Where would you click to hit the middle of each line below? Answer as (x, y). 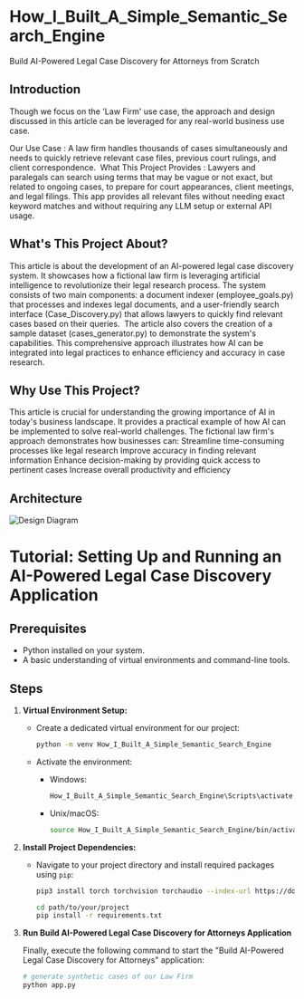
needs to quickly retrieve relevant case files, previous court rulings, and (143, 158)
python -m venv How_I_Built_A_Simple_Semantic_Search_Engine (153, 744)
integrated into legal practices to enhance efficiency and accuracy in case (147, 352)
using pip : (55, 874)
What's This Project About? (89, 244)
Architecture (46, 499)
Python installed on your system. (83, 650)
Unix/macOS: (74, 813)
